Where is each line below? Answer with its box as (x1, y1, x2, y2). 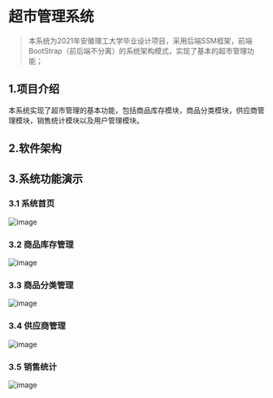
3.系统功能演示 (8, 171, 84, 185)
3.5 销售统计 (8, 361, 58, 372)
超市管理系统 (8, 7, 95, 26)
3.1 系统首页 (8, 198, 55, 210)
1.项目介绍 (8, 82, 60, 96)
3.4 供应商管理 (8, 320, 67, 331)
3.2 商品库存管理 (8, 239, 75, 250)
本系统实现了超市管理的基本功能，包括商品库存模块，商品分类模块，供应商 (8, 105, 258, 115)
